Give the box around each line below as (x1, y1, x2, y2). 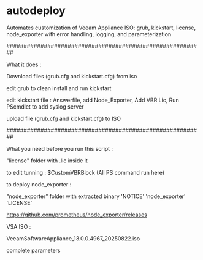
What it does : (6, 61, 42, 68)
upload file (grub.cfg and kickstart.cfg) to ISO (6, 115, 121, 122)
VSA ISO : (6, 223, 31, 230)
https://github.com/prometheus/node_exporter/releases (6, 211, 147, 218)
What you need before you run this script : (6, 145, 113, 152)
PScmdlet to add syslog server (6, 102, 84, 110)
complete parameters (6, 247, 61, 254)
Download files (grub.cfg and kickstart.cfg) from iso (6, 72, 137, 80)
